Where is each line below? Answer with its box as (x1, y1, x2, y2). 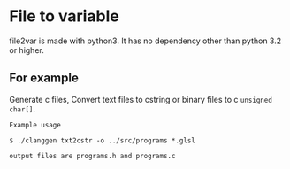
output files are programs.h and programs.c (9, 151, 176, 160)
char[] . (9, 104, 35, 114)
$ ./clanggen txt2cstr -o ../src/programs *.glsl (9, 135, 196, 145)
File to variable (9, 6, 119, 27)
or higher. (9, 44, 44, 55)
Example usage (9, 120, 62, 129)
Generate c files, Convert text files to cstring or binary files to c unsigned (9, 94, 272, 104)
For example (9, 71, 80, 86)
